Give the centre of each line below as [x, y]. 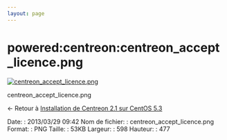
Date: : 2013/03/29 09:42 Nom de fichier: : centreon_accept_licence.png [111, 121]
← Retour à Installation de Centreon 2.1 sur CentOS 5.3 [85, 108]
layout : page [26, 13]
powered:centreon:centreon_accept [113, 47]
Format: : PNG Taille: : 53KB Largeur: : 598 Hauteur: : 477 [89, 129]
